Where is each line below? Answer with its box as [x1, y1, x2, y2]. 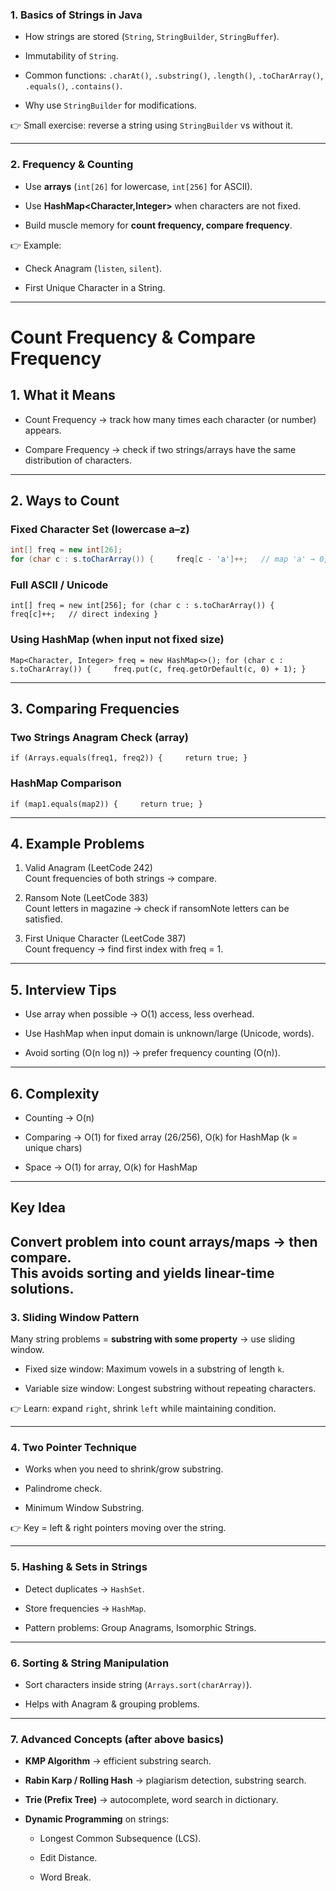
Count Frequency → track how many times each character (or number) [24, 413, 317, 425]
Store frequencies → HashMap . [24, 1602, 147, 1614]
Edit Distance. [39, 1852, 98, 1864]
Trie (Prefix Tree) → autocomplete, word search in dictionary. [24, 1794, 279, 1806]
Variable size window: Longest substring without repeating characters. [24, 1383, 317, 1395]
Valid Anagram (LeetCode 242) [24, 862, 153, 874]
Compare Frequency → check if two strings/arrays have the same [24, 443, 297, 455]
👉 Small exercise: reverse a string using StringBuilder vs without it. [10, 119, 293, 132]
